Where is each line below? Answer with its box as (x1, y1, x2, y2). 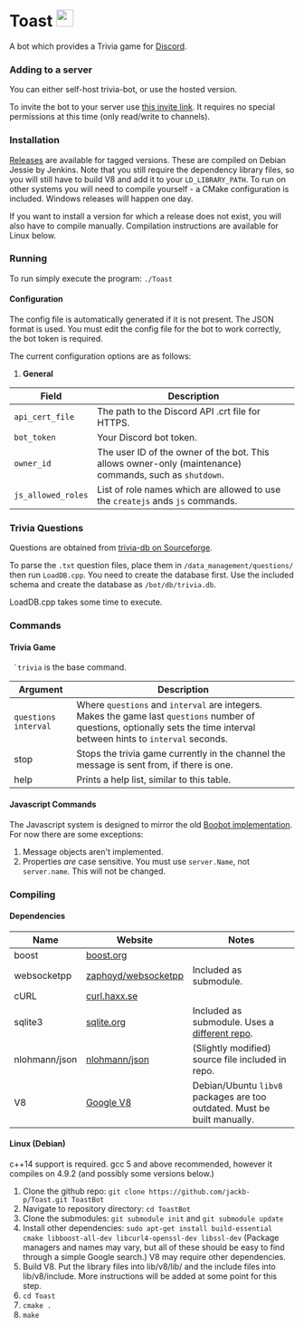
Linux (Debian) (9, 1138, 66, 1149)
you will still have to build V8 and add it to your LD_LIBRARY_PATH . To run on (9, 173, 287, 185)
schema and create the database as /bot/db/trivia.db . (9, 579, 217, 590)
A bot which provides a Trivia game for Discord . (9, 41, 187, 52)
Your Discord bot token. (96, 431, 197, 444)
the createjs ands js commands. (96, 495, 238, 508)
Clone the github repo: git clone (22, 1186, 146, 1196)
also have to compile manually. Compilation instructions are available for (9, 220, 279, 231)
